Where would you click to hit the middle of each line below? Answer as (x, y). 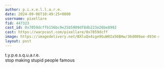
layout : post (18, 41)
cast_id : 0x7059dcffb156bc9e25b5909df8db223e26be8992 (61, 28)
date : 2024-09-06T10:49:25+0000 (38, 14)
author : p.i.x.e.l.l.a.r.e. (34, 9)
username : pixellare (26, 18)
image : (12, 37)
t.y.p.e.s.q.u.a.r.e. (22, 55)
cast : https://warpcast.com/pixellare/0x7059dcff (57, 32)
